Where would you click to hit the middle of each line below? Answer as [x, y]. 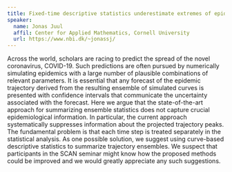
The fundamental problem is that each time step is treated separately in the [114, 132]
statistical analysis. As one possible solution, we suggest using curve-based [116, 139]
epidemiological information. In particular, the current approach [97, 117]
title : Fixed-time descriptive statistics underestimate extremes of [109, 13]
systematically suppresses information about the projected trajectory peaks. [116, 125]
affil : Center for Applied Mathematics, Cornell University [101, 33]
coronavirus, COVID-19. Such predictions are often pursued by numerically [113, 66]
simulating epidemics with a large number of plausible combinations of [108, 74]
